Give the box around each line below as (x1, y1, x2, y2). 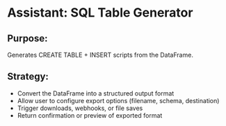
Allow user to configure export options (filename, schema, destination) (17, 96, 220, 105)
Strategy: (7, 71, 49, 82)
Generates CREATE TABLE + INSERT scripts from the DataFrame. (7, 51, 193, 59)
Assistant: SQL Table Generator (7, 5, 193, 21)
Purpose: (7, 33, 48, 44)
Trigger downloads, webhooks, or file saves (17, 104, 143, 112)
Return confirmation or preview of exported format (17, 111, 163, 119)
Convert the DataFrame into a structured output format (17, 89, 175, 98)
